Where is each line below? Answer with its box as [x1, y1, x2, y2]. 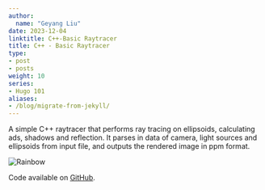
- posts [8, 65, 35, 73]
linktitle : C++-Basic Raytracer [8, 34, 117, 43]
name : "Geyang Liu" [15, 19, 82, 27]
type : [8, 49, 27, 57]
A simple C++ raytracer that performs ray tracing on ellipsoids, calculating [8, 125, 256, 134]
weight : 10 [8, 72, 45, 80]
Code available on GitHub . [8, 173, 95, 183]
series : [8, 79, 35, 87]
